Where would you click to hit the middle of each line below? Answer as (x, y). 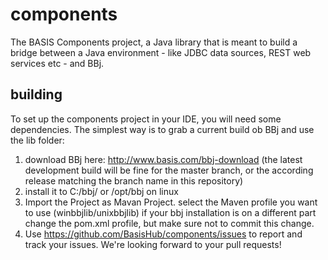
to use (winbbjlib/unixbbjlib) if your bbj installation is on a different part (170, 212)
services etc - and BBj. (57, 63)
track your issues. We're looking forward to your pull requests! (153, 244)
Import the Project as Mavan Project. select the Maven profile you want (171, 202)
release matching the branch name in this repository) (134, 180)
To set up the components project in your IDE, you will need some (146, 119)
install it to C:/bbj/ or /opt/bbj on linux (101, 191)
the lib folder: (37, 140)
